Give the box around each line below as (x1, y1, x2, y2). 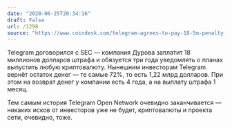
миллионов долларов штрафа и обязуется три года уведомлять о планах (7, 56, 223, 64)
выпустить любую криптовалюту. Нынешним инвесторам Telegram (7, 63, 206, 71)
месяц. (7, 85, 28, 93)
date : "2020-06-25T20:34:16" (7, 10, 91, 17)
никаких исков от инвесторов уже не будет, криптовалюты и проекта (7, 106, 213, 114)
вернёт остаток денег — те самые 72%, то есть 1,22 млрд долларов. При (7, 71, 223, 79)
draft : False (7, 17, 45, 24)
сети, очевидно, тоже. (7, 113, 72, 122)
